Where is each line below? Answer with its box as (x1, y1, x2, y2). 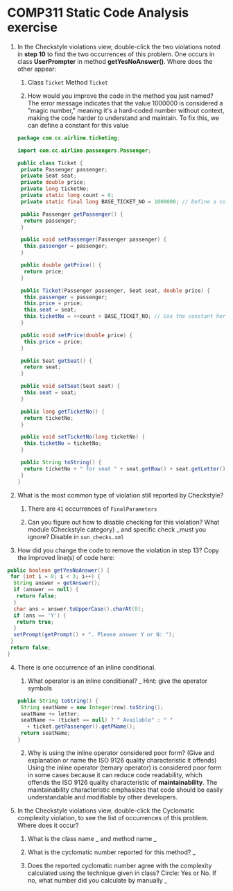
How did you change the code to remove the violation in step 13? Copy (17, 546, 220, 554)
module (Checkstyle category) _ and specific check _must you (27, 525, 207, 534)
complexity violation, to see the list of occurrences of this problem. (17, 813, 209, 822)
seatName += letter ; (20, 710, 80, 718)
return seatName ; (20, 730, 71, 737)
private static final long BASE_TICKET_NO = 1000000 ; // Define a (20, 198, 217, 205)
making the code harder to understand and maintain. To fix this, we (27, 113, 220, 122)
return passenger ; (24, 217, 77, 224)
